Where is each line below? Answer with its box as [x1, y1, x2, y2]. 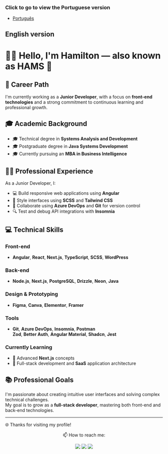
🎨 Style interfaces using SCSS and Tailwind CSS [12, 197, 113, 204]
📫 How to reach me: [62, 432, 105, 438]
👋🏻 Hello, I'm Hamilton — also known [5, 50, 161, 61]
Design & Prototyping [5, 291, 58, 298]
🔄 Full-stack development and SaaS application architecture [12, 360, 136, 366]
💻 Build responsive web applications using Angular [12, 190, 119, 196]
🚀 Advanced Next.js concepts [12, 355, 75, 361]
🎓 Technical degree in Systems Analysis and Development [12, 136, 138, 142]
